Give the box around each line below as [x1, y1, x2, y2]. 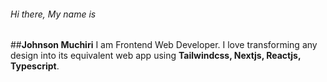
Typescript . [10, 60, 60, 72]
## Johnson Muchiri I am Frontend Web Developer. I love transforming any [10, 39, 318, 51]
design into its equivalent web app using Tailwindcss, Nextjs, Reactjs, [10, 50, 302, 62]
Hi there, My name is [10, 8, 97, 20]
